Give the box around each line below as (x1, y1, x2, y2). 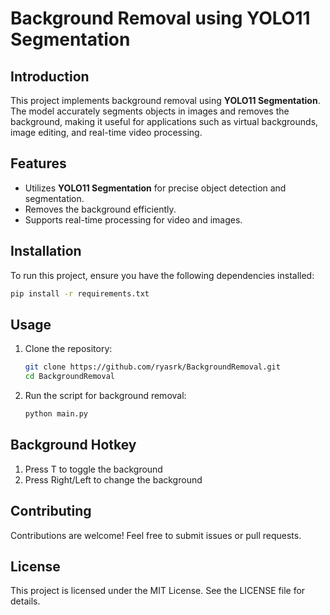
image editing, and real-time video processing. (10, 127, 203, 138)
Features (10, 155, 67, 172)
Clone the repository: (24, 343, 113, 355)
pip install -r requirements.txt (10, 288, 150, 299)
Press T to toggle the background (24, 463, 163, 475)
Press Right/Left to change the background (24, 473, 203, 486)
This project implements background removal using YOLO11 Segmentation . (10, 95, 321, 106)
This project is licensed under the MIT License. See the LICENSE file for (10, 585, 306, 597)
